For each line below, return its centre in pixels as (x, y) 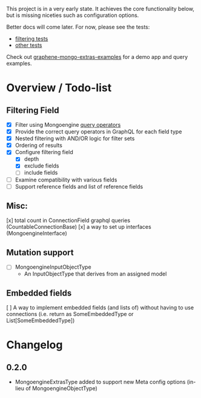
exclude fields (41, 166)
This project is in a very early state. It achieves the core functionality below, (100, 9)
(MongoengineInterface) (37, 234)
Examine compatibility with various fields (66, 180)
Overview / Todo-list (59, 88)
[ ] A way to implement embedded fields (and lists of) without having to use (100, 308)
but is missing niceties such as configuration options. (73, 15)
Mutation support (40, 252)
